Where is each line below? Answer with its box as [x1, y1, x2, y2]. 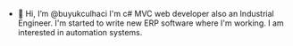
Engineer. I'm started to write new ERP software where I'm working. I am [17, 18, 284, 28]
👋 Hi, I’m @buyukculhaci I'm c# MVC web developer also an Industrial [17, 9, 274, 19]
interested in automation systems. [17, 27, 143, 37]
